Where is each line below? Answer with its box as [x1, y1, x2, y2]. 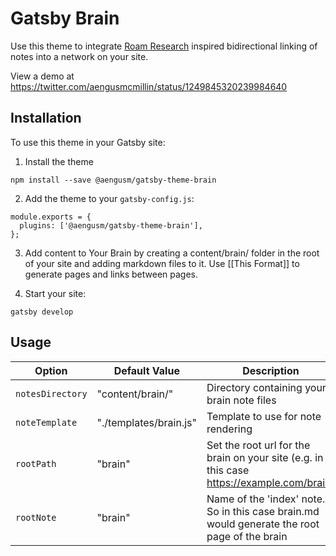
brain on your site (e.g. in [206, 450, 324, 464]
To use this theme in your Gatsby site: [10, 136, 166, 148]
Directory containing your [206, 380, 327, 394]
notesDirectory [15, 388, 88, 399]
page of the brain [206, 529, 288, 543]
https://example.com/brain [206, 475, 332, 489]
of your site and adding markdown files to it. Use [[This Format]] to [24, 257, 300, 269]
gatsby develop [10, 307, 74, 317]
